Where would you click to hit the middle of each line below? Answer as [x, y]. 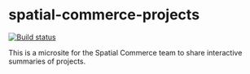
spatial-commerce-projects [104, 15]
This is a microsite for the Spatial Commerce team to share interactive [125, 52]
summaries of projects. [47, 61]
